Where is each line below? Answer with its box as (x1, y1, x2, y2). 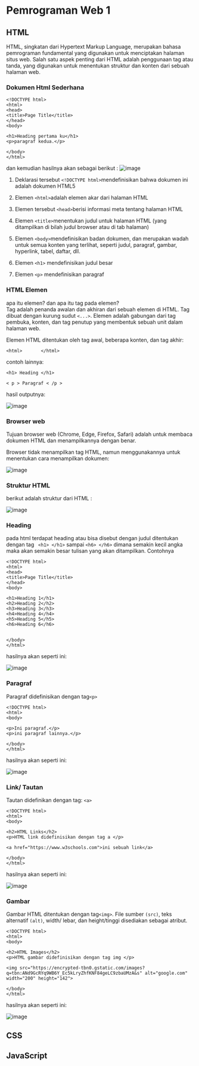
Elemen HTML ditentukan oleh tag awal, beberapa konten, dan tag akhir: (6, 336, 184, 343)
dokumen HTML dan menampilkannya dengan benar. (6, 436, 136, 444)
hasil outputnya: (6, 391, 46, 398)
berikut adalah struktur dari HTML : (6, 495, 92, 502)
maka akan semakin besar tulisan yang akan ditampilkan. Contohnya (6, 547, 175, 554)
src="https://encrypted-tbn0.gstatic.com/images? (19, 965, 145, 971)
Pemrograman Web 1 (6, 4, 111, 17)
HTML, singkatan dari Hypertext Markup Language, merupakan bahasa (6, 43, 181, 50)
